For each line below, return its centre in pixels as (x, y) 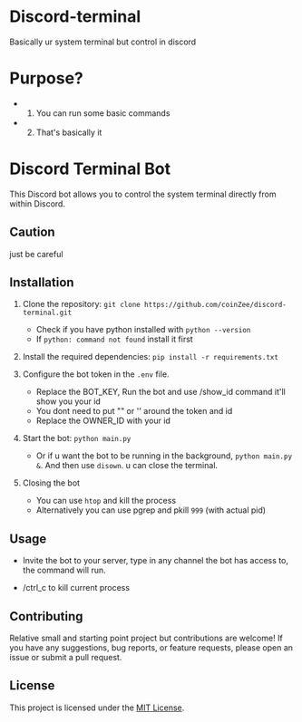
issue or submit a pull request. (66, 658)
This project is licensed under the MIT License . (97, 708)
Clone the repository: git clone (81, 304)
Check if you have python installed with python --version (143, 330)
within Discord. (38, 203)
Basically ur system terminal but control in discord (103, 42)
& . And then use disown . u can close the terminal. (127, 466)
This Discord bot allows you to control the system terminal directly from (143, 194)
